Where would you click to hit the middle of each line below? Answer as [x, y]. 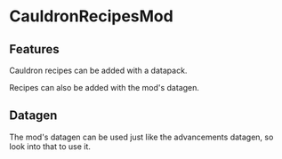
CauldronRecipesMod [91, 16]
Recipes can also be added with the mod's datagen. [105, 87]
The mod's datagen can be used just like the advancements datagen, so [141, 137]
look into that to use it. [50, 146]
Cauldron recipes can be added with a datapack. [98, 70]
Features [34, 49]
